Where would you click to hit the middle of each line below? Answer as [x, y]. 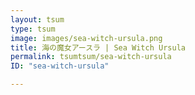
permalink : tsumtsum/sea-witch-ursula [91, 57]
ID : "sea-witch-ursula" [60, 66]
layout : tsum [37, 19]
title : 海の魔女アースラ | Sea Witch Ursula [98, 47]
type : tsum [33, 29]
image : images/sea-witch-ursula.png [86, 38]
